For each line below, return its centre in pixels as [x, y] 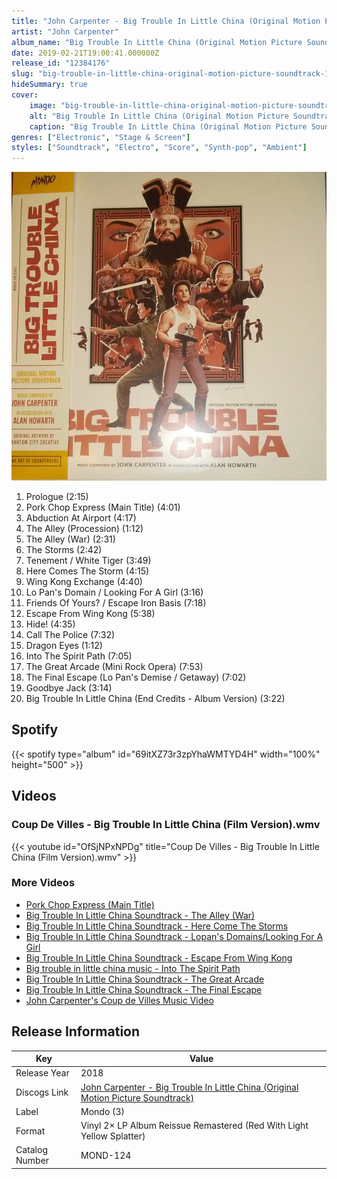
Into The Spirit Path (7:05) [79, 656]
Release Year [42, 1073]
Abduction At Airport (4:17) [81, 518]
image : [43, 105]
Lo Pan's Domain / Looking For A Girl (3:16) [114, 592]
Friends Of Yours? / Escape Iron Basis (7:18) [116, 603]
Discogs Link [42, 1092]
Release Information [76, 1031]
